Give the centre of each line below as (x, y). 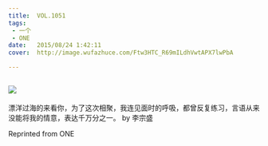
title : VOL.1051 (37, 16)
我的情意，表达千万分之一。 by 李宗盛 (91, 117)
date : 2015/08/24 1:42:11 (55, 45)
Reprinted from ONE (41, 133)
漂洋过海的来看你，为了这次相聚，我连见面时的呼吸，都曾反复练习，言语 (127, 108)
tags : (17, 23)
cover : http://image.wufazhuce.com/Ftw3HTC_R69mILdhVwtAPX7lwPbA (121, 53)
